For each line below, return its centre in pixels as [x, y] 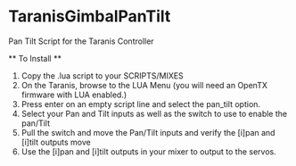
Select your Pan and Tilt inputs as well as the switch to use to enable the [154, 113]
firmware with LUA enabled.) [74, 95]
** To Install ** [35, 58]
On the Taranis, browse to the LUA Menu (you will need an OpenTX [144, 85]
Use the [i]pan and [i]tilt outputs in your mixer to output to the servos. [149, 151]
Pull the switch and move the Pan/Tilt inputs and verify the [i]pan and [148, 132]
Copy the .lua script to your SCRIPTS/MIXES [102, 75]
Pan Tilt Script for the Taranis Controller [81, 41]
